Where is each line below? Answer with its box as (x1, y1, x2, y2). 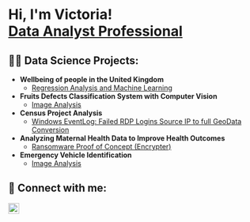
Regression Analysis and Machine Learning (31, 83, 172, 92)
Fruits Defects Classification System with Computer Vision (19, 92, 218, 100)
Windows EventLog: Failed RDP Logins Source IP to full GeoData (31, 117, 242, 126)
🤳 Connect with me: (8, 182, 107, 195)
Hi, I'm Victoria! (8, 6, 113, 24)
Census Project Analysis (19, 108, 103, 118)
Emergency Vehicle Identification (19, 150, 132, 160)
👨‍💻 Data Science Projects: (8, 54, 139, 67)
